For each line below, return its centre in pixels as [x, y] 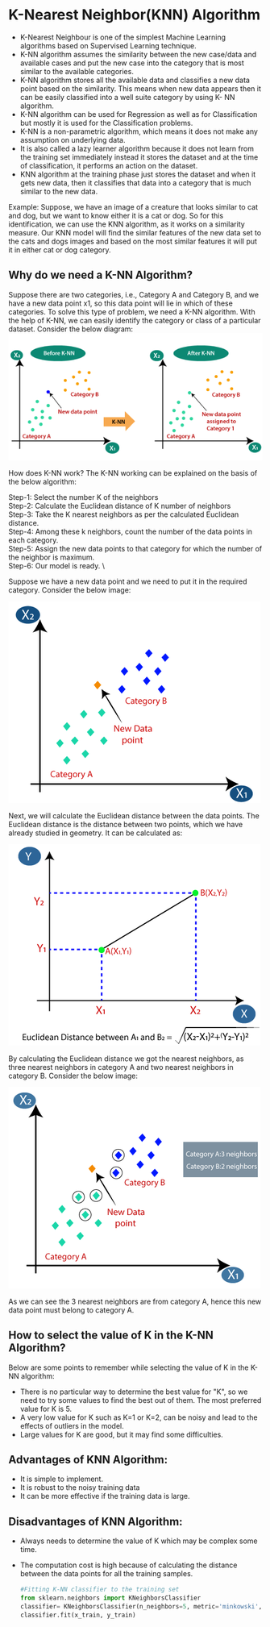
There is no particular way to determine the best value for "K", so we [134, 1392]
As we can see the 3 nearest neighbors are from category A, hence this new [135, 1301]
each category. [33, 540]
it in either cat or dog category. [60, 250]
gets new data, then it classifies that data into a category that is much [135, 182]
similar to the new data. [59, 191]
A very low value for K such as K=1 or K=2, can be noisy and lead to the [139, 1417]
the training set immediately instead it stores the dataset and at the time [139, 157]
